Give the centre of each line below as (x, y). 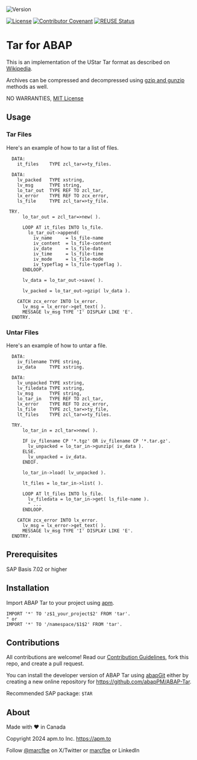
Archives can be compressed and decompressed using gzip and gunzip (95, 80)
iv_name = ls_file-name (68, 238)
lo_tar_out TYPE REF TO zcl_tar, (60, 190)
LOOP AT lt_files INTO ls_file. (63, 494)
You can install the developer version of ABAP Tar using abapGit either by (97, 675)
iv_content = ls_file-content (72, 243)
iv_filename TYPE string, (50, 362)
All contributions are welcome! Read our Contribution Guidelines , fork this (98, 657)
